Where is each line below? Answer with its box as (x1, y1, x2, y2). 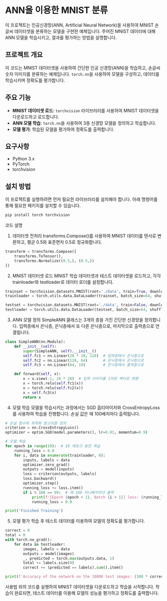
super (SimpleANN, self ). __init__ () (23, 348, 97, 354)
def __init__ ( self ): (14, 344, 57, 349)
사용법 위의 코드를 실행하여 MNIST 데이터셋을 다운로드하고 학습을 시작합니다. (5, 584, 155, 590)
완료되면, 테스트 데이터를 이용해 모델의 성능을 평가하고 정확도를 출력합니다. (14, 590, 159, 596)
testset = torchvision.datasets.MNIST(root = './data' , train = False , (5, 303, 148, 308)
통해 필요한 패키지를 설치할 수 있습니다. (5, 203, 81, 209)
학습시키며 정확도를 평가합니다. (5, 77, 66, 83)
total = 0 (5, 533, 26, 538)
